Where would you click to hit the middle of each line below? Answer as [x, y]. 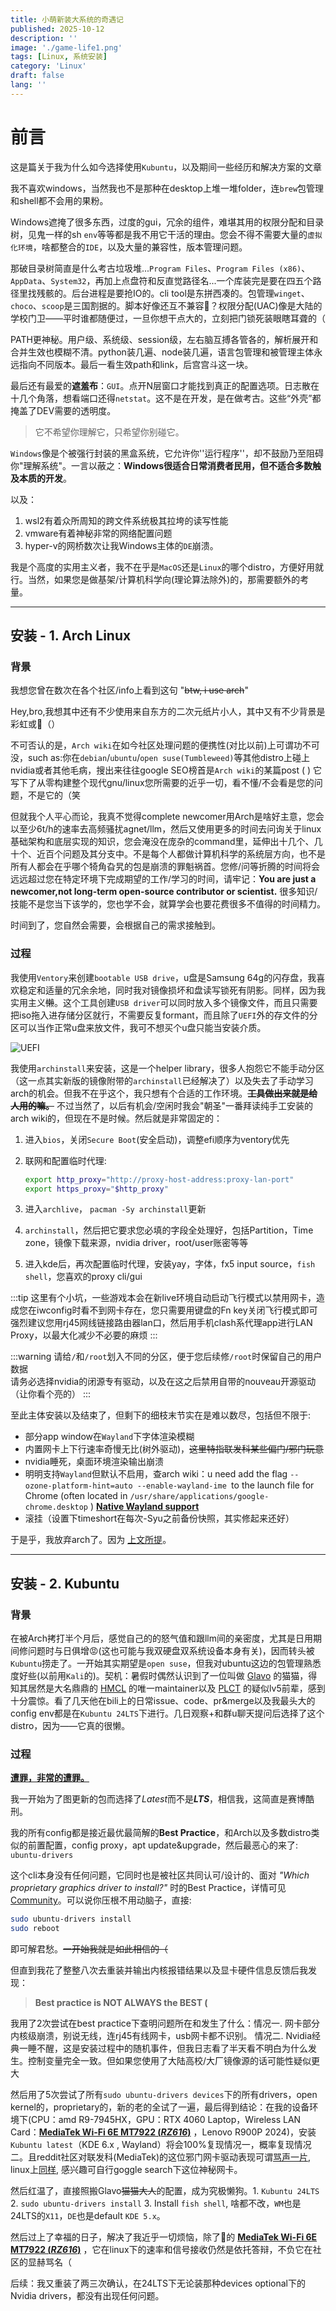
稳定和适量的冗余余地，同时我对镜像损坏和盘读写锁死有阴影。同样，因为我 [172, 990]
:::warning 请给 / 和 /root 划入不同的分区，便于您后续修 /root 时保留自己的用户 [166, 1357]
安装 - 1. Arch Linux [71, 636]
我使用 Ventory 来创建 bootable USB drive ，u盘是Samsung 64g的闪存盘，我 [163, 977]
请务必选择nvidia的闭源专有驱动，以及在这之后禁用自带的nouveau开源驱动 [163, 1382]
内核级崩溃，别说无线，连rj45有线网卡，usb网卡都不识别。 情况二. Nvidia [161, 2036]
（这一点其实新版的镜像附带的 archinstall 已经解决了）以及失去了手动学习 [162, 1080]
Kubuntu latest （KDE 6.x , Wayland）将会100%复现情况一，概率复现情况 [161, 2145]
